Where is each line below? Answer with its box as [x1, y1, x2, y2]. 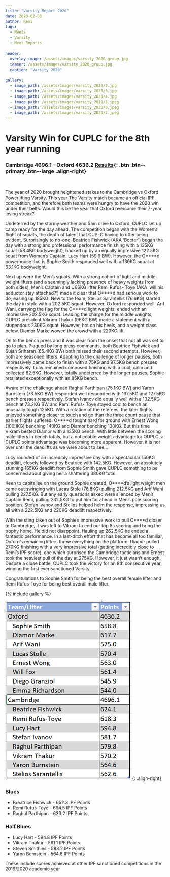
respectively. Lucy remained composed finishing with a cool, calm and [5, 364, 152, 370]
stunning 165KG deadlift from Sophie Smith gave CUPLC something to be [5, 465, 158, 471]
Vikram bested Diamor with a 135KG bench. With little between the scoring [5, 428, 161, 434]
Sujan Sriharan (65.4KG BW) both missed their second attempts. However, [5, 348, 161, 354]
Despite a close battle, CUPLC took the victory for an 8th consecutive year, [5, 560, 162, 566]
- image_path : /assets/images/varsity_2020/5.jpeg [10, 99, 119, 104]
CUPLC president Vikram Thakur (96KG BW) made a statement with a [5, 316, 151, 322]
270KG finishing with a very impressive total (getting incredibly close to [5, 544, 154, 550]
